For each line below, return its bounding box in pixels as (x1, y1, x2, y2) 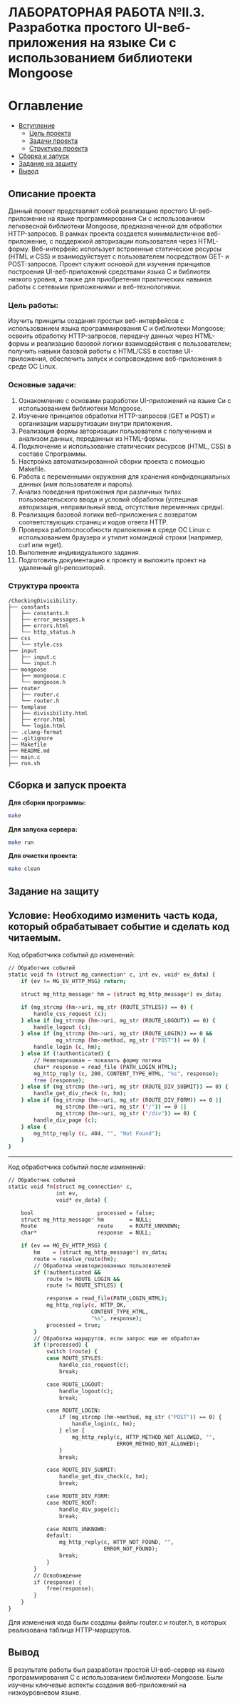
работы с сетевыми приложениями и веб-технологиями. (8, 282, 182, 291)
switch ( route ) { (46, 1348, 98, 1355)
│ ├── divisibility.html (8, 709, 88, 717)
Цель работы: (8, 300, 59, 310)
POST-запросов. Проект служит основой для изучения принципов (8, 259, 211, 268)
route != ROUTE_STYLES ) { (46, 1282, 123, 1290)
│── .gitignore (8, 734, 53, 742)
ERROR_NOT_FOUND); (103, 1545, 159, 1553)
